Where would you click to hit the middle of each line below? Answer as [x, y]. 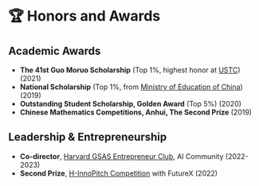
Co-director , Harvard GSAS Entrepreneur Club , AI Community [122, 156]
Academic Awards [55, 50]
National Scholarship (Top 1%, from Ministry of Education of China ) [131, 87]
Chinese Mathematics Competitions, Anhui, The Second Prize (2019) [136, 112]
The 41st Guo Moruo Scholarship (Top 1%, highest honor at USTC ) [130, 70]
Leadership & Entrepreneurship [88, 137]
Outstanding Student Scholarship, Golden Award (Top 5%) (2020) [130, 104]
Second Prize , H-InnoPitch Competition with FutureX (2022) [118, 173]
